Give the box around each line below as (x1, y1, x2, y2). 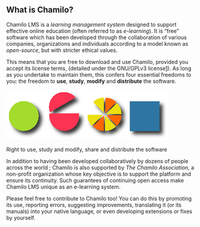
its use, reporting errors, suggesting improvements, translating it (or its (6, 201, 182, 208)
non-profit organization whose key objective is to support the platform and (6, 170, 192, 177)
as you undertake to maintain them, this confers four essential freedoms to (6, 71, 192, 78)
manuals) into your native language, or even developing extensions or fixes (6, 208, 193, 215)
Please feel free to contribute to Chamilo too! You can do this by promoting (6, 194, 192, 202)
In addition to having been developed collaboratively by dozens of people (6, 157, 189, 165)
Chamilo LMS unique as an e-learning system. (6, 183, 121, 190)
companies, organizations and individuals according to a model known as (6, 40, 189, 47)
